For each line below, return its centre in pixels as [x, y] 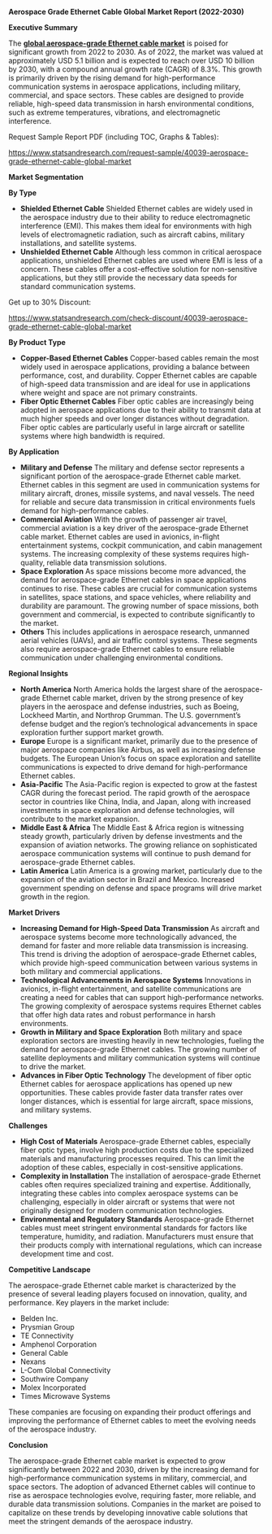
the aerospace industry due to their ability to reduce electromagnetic [135, 217]
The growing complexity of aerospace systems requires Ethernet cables [141, 1006]
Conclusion [28, 1445]
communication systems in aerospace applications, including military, [125, 86]
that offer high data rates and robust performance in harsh [118, 1015]
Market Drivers [35, 912]
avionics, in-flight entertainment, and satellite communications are [131, 989]
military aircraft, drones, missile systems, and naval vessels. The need [137, 493]
